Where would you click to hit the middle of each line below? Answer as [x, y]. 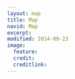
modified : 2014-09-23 [38, 39]
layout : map [24, 13]
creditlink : [30, 65]
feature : [26, 52]
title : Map [22, 20]
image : [16, 45]
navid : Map [22, 26]
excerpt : [19, 33]
